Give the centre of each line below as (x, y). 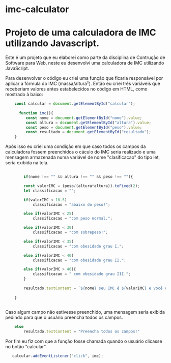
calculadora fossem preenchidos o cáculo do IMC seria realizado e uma (81, 152)
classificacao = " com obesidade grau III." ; (81, 274)
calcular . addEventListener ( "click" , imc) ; (58, 356)
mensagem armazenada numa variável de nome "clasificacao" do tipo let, (83, 157)
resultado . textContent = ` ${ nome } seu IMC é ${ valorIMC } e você (93, 288)
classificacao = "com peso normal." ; (73, 219)
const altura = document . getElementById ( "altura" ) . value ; (89, 123)
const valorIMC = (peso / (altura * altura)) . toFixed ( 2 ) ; (82, 186)
